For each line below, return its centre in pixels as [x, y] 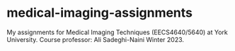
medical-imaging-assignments [99, 13]
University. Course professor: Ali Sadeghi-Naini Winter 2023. [96, 39]
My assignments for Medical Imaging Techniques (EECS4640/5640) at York [117, 32]
